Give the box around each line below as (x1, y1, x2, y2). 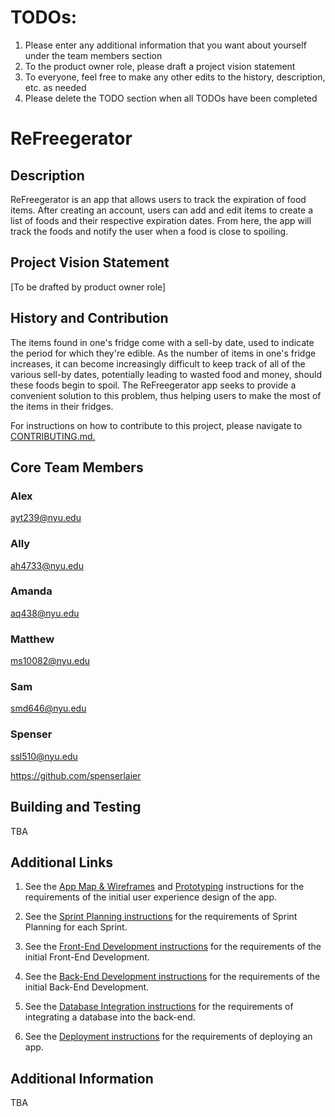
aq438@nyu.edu (10, 607, 80, 619)
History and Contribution (10, 310, 169, 327)
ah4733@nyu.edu (10, 559, 84, 571)
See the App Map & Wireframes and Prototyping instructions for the (24, 881, 305, 893)
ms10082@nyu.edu (10, 655, 90, 667)
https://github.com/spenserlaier (10, 769, 142, 781)
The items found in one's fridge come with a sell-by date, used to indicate (10, 336, 315, 348)
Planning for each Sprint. (24, 921, 128, 933)
